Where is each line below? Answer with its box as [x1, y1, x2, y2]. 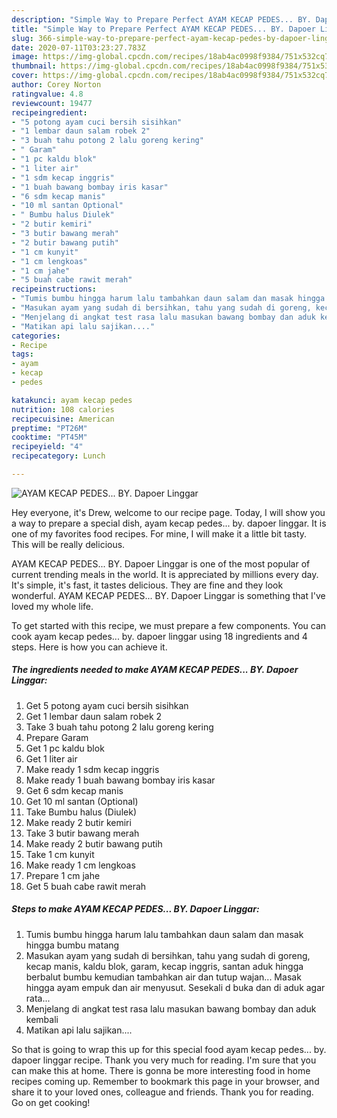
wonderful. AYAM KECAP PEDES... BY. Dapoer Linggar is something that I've [11, 589, 326, 601]
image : [11, 52, 39, 62]
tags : [11, 349, 34, 360]
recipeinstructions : [11, 284, 98, 295]
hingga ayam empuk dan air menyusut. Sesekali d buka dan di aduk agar [25, 981, 326, 993]
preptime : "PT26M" [11, 423, 88, 433]
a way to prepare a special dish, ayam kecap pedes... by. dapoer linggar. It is [11, 517, 327, 529]
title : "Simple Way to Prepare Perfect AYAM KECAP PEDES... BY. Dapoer [11, 24, 316, 34]
